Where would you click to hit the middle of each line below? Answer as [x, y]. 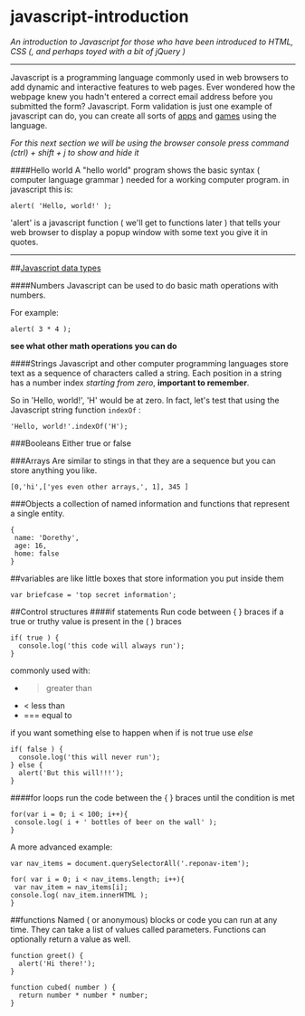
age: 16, [31, 546]
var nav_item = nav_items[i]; [71, 887]
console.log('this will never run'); [90, 757]
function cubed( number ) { [63, 987]
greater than [69, 688]
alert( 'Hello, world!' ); [61, 205]
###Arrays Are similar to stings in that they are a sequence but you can [143, 461]
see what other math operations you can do [94, 346]
